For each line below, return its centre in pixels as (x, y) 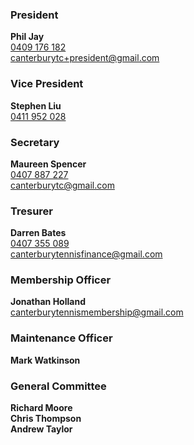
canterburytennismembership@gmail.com (97, 312)
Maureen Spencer (48, 164)
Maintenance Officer (61, 338)
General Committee (58, 386)
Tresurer (32, 211)
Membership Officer (61, 280)
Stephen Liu (36, 105)
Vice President (47, 84)
